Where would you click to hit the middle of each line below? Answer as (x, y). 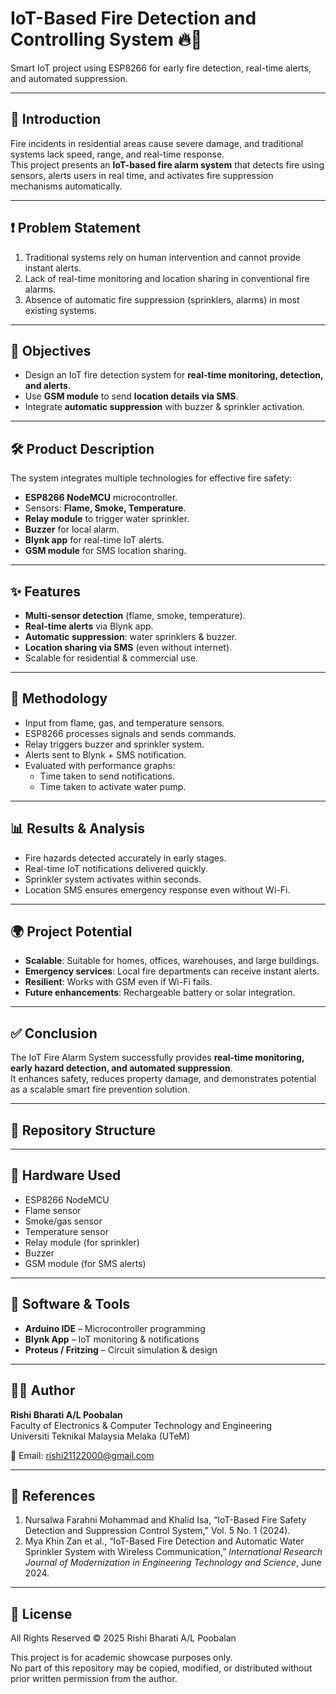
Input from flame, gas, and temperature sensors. (124, 723)
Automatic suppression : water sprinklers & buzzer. (131, 636)
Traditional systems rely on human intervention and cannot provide (162, 257)
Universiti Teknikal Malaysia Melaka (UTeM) (100, 1436)
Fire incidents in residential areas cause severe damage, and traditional (157, 143)
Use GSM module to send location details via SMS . (131, 396)
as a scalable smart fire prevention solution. (100, 1089)
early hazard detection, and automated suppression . (121, 1068)
